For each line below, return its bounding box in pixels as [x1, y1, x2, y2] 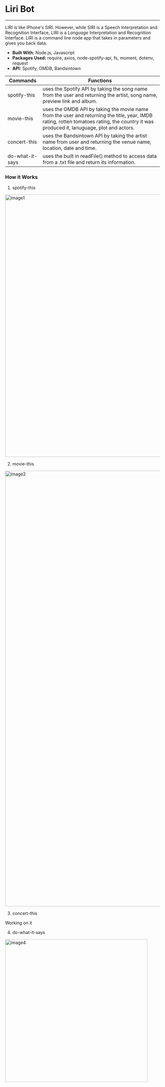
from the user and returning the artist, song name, [42, 91, 158, 98]
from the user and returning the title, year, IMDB [42, 112, 153, 119]
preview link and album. [42, 98, 97, 105]
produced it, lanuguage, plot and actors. [42, 124, 135, 131]
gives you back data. [5, 40, 48, 46]
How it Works [5, 174, 38, 181]
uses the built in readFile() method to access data [42, 152, 157, 159]
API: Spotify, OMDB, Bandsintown [12, 65, 81, 71]
